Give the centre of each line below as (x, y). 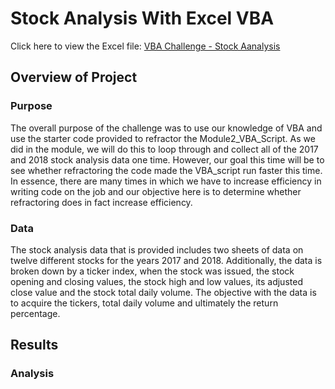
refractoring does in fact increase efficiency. (101, 202)
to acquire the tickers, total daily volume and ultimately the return (144, 303)
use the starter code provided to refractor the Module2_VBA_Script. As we (163, 138)
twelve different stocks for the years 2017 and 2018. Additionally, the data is (166, 260)
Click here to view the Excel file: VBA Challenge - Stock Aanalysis (145, 46)
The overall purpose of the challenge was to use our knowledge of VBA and (166, 128)
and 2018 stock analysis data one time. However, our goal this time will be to (167, 159)
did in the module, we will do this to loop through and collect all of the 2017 (164, 149)
